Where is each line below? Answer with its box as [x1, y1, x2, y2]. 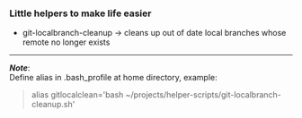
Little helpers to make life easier [9, 7, 152, 20]
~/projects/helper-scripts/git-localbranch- [125, 89, 281, 100]
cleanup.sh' [31, 99, 75, 110]
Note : [9, 63, 31, 73]
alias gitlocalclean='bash [31, 89, 124, 100]
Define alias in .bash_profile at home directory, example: [9, 72, 218, 83]
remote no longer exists [22, 37, 111, 47]
